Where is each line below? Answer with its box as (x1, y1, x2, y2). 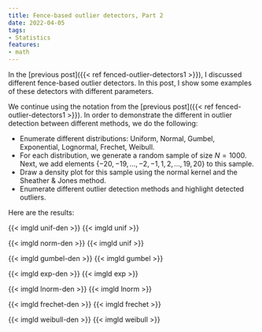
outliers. (19, 192, 46, 202)
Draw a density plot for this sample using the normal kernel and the (19, 167, 238, 177)
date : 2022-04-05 (8, 19, 65, 27)
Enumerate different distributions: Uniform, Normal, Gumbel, (19, 134, 215, 143)
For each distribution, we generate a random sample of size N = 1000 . (19, 151, 247, 160)
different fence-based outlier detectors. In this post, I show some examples (8, 78, 252, 88)
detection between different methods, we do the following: (8, 119, 198, 128)
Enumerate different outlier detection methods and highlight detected (19, 185, 245, 193)
